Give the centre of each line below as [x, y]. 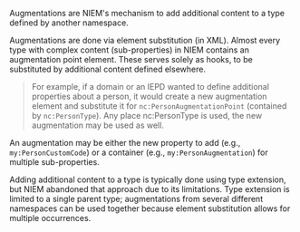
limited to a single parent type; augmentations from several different [136, 199]
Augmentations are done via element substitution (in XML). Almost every [145, 40]
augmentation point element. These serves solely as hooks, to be [131, 59]
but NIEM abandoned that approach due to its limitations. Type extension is [150, 189]
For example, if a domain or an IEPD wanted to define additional [150, 87]
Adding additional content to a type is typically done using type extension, [148, 179]
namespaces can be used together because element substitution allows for [150, 208]
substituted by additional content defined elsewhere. [108, 69]
